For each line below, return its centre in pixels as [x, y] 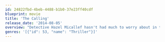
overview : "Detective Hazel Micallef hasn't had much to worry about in [81, 28]
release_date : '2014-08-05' [34, 23]
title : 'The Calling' [27, 18]
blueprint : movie [23, 14]
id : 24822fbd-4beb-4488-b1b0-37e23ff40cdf [49, 9]
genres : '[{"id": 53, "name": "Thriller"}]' [51, 32]
